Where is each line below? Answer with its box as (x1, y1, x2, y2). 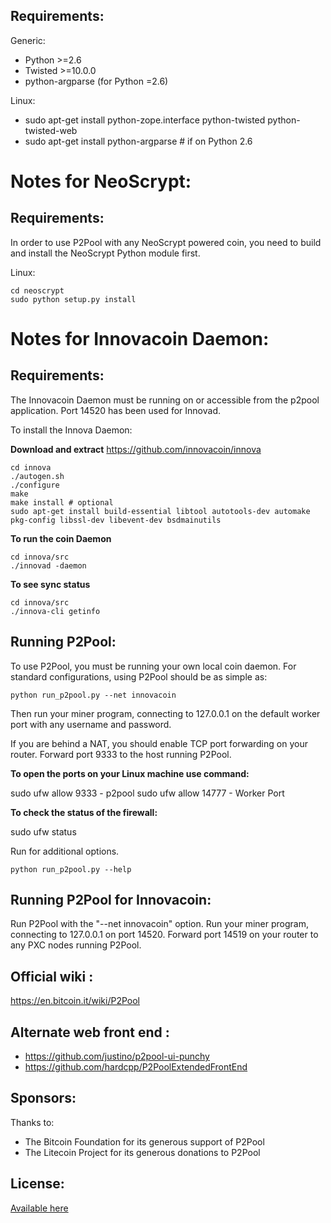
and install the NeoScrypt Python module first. (10, 247, 201, 259)
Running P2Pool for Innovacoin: (10, 892, 212, 909)
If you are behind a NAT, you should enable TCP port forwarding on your (10, 737, 308, 749)
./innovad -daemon (10, 560, 87, 571)
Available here (10, 1202, 69, 1214)
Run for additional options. (10, 845, 120, 857)
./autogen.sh (10, 471, 65, 481)
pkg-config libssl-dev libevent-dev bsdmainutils (10, 515, 222, 525)
